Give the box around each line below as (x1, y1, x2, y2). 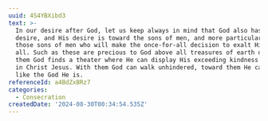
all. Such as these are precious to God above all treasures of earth (15, 49, 255, 57)
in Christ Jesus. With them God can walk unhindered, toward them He (15, 64, 251, 72)
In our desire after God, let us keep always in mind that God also (15, 26, 248, 34)
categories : (8, 85, 48, 94)
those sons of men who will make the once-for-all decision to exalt (15, 41, 251, 49)
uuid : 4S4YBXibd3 (8, 11, 66, 20)
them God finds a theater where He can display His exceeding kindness (15, 57, 259, 64)
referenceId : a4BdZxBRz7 (8, 78, 91, 86)
